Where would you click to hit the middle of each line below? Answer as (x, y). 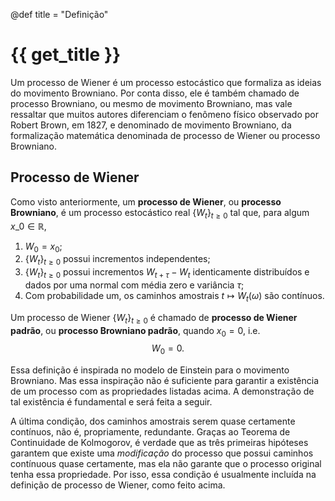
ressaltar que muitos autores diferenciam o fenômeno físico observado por (164, 114)
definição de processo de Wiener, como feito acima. (118, 485)
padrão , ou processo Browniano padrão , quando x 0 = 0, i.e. (135, 331)
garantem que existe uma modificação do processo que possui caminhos (162, 453)
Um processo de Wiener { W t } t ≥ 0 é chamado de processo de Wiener (154, 318)
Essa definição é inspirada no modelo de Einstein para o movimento (150, 370)
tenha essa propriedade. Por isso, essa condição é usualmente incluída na (163, 475)
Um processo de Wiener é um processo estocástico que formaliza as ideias (166, 82)
